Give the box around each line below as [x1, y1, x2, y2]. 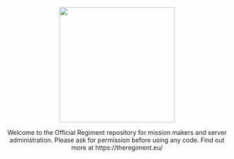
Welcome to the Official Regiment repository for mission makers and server [7, 128, 227, 136]
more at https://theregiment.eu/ [71, 143, 163, 152]
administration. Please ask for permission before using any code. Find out [9, 136, 225, 144]
